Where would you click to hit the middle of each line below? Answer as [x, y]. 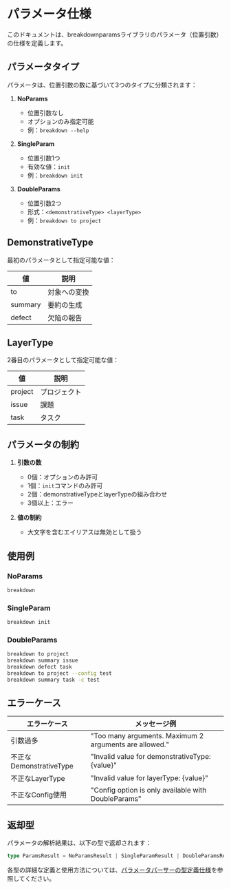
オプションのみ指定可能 [60, 121]
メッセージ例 [156, 724]
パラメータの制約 [43, 444]
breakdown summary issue [43, 661]
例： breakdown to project [64, 220]
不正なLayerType [38, 779]
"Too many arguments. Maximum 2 [147, 736]
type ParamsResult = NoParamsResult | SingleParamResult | [93, 856]
